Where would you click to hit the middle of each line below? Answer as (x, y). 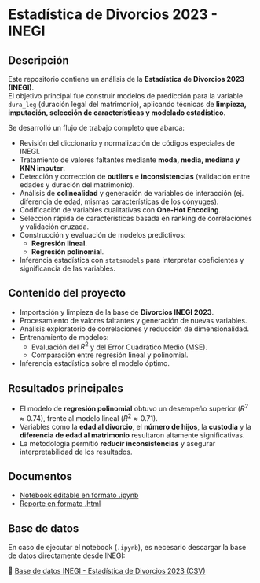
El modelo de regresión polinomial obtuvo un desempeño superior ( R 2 (134, 408)
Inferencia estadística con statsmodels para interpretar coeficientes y (132, 260)
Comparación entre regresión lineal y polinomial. (110, 355)
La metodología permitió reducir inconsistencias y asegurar (117, 443)
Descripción (38, 60)
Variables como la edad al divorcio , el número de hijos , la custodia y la (135, 426)
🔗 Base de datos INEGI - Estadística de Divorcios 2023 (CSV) (107, 571)
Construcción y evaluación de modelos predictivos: (103, 235)
